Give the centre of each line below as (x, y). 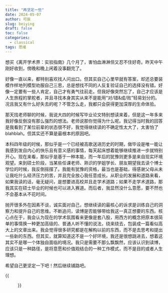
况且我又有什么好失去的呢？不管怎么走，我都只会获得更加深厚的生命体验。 (82, 104)
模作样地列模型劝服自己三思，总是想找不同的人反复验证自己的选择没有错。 (82, 85)
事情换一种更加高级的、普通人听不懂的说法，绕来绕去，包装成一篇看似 (86, 223)
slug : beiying (20, 24)
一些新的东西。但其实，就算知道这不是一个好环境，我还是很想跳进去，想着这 (84, 236)
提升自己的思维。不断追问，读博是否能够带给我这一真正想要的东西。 (88, 211)
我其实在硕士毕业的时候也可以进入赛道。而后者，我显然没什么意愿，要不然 (82, 188)
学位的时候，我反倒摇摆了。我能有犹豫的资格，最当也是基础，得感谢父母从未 (84, 169)
